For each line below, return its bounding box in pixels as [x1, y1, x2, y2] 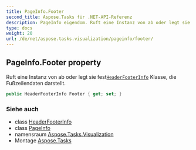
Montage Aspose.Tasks [14, 136, 72, 144]
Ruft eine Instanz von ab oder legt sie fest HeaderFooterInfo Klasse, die [6, 73, 177, 80]
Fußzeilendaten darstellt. [6, 79, 66, 86]
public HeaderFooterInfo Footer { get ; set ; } [6, 91, 122, 97]
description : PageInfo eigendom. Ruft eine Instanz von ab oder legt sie [6, 19, 191, 25]
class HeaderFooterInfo [14, 118, 72, 125]
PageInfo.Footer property [6, 58, 102, 68]
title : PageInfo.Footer [6, 8, 65, 15]
